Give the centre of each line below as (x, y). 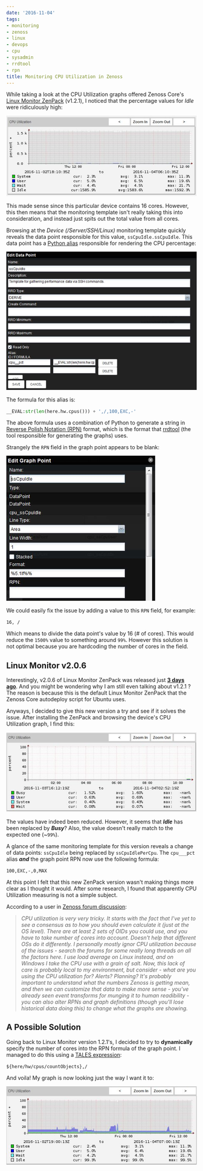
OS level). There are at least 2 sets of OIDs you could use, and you (104, 931)
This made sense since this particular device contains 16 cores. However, (98, 206)
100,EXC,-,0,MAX (27, 871)
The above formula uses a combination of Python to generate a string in (96, 423)
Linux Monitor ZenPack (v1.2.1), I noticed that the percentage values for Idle (100, 101)
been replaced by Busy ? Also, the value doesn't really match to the (90, 828)
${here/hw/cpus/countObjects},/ (47, 1066)
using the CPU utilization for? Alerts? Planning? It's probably (96, 976)
